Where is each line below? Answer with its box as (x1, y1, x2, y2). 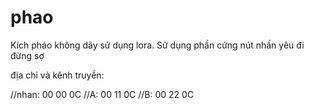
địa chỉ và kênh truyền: (10, 69, 105, 81)
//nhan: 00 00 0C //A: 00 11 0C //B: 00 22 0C (10, 88, 195, 100)
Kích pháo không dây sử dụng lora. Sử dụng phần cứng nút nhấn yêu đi (10, 39, 305, 51)
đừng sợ (10, 49, 45, 61)
